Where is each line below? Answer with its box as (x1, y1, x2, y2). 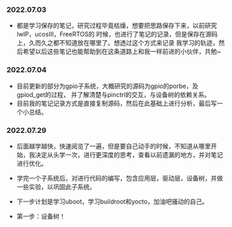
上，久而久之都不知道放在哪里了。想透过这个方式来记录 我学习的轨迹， (16, 39, 219, 47)
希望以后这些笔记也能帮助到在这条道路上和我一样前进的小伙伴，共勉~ (22, 47, 222, 56)
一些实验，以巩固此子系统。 (16, 182, 96, 191)
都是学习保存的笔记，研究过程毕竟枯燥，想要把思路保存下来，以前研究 (16, 21, 217, 30)
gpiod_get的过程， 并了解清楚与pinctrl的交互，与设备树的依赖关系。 (16, 90, 211, 98)
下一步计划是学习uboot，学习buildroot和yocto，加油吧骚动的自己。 (16, 197, 208, 206)
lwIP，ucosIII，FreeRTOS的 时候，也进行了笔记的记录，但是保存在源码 (16, 30, 218, 39)
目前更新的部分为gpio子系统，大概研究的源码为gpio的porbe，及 (16, 82, 199, 90)
